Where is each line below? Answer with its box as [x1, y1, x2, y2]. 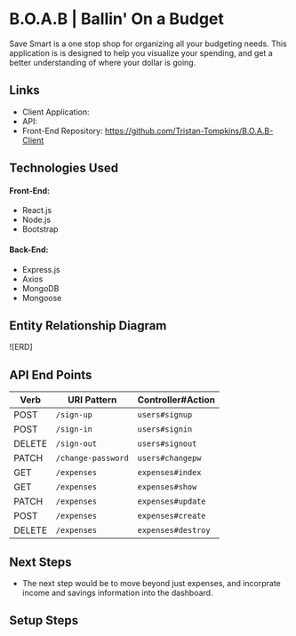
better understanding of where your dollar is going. [9, 57, 196, 68]
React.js [21, 205, 52, 216]
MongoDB [21, 282, 60, 293]
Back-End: [9, 244, 49, 255]
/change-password [55, 453, 129, 464]
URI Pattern [68, 394, 117, 406]
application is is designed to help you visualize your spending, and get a [9, 47, 273, 58]
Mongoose [21, 292, 62, 303]
